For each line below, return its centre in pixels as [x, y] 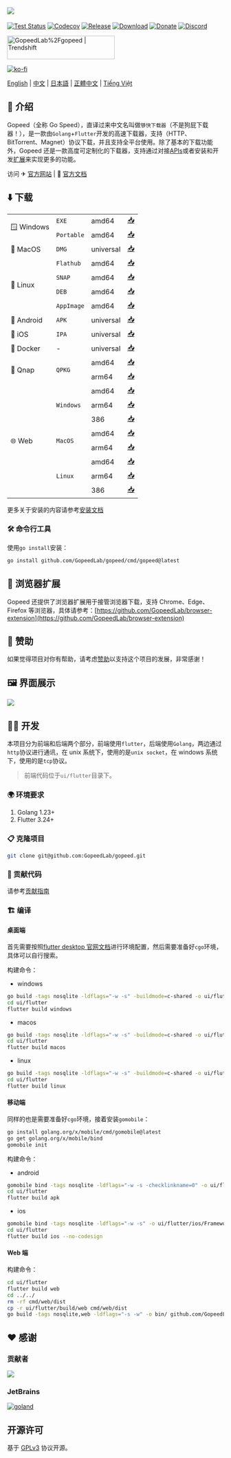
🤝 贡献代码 [25, 874]
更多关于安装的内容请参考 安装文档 [55, 509]
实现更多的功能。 [55, 159]
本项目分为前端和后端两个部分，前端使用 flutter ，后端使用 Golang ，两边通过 [114, 743]
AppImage [70, 306]
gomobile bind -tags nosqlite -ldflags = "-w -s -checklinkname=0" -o [107, 1185]
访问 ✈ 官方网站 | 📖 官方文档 [47, 174]
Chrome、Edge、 [184, 601]
